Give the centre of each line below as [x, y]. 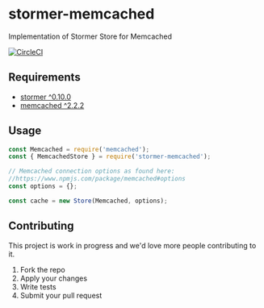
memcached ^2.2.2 [52, 105]
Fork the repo [43, 269]
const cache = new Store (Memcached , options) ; [88, 201]
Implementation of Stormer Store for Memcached [90, 36]
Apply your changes [53, 278]
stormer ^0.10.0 [45, 97]
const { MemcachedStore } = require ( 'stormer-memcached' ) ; [110, 157]
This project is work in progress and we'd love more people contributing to [132, 245]
